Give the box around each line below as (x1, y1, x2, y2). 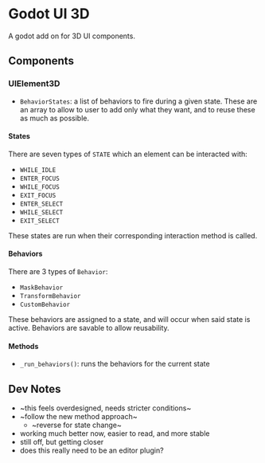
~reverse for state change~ (31, 420, 122, 430)
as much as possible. (19, 113, 90, 123)
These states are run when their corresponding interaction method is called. (8, 230, 258, 240)
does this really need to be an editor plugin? (19, 445, 165, 455)
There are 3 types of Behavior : (8, 267, 108, 277)
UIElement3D (8, 78, 60, 89)
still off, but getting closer (19, 437, 104, 447)
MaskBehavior (19, 284, 64, 292)
